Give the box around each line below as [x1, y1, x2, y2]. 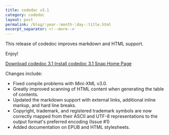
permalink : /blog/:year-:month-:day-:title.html [5, 22, 111, 27]
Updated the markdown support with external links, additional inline [12, 97, 156, 103]
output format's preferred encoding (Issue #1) [12, 119, 110, 125]
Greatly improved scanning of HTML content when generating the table [12, 86, 164, 92]
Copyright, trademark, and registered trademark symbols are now [12, 108, 152, 114]
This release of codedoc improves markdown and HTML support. [5, 41, 144, 47]
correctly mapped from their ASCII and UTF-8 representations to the [12, 113, 158, 120]
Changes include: [5, 70, 43, 77]
